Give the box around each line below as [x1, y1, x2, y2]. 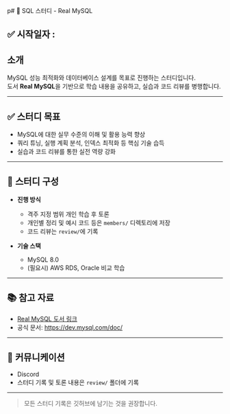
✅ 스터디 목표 [7, 111, 61, 122]
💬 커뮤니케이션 [7, 352, 65, 363]
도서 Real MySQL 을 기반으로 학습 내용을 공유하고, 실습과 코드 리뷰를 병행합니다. [7, 82, 221, 91]
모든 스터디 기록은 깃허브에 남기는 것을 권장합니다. [23, 400, 157, 408]
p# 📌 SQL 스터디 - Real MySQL [7, 7, 93, 14]
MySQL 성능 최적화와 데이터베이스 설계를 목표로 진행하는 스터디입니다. [7, 73, 196, 82]
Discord [16, 370, 40, 378]
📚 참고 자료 [7, 292, 55, 304]
